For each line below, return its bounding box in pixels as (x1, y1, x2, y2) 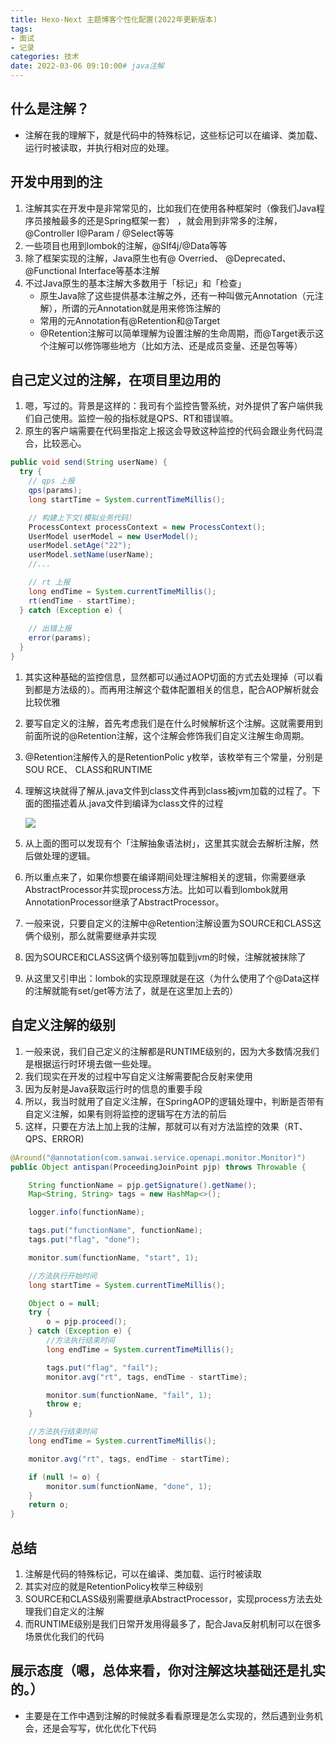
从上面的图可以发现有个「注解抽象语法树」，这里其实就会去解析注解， (24, 837, 310, 849)
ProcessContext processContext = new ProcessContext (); (28, 522, 267, 532)
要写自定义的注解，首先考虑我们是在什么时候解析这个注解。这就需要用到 (24, 717, 323, 729)
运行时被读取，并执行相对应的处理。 (24, 141, 175, 153)
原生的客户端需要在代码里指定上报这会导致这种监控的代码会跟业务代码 (24, 425, 315, 437)
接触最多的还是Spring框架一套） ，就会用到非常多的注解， (42, 214, 283, 226)
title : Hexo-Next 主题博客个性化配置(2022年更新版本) (10, 14, 218, 25)
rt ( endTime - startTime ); (28, 596, 137, 606)
